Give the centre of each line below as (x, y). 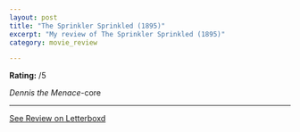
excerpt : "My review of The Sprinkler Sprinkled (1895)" (117, 34)
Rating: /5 (28, 76)
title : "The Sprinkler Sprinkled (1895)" (87, 26)
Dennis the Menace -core (55, 93)
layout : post (33, 17)
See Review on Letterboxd (58, 119)
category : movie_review (54, 42)
